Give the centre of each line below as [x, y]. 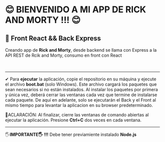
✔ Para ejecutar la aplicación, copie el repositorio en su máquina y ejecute [81, 79]
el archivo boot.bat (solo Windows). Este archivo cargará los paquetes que [81, 84]
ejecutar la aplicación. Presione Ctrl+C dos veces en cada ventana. [73, 120]
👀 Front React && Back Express [53, 38]
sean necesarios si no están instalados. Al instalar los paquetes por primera [82, 89]
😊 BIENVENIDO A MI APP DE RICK [76, 10]
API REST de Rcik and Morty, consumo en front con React [64, 55]
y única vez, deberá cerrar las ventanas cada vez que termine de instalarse [81, 95]
